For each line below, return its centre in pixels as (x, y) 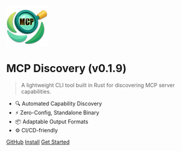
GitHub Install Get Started (38, 142)
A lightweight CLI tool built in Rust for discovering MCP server (98, 85)
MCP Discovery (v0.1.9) (66, 69)
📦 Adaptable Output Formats (52, 122)
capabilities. (36, 91)
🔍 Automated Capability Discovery (59, 103)
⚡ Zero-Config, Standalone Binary (57, 112)
